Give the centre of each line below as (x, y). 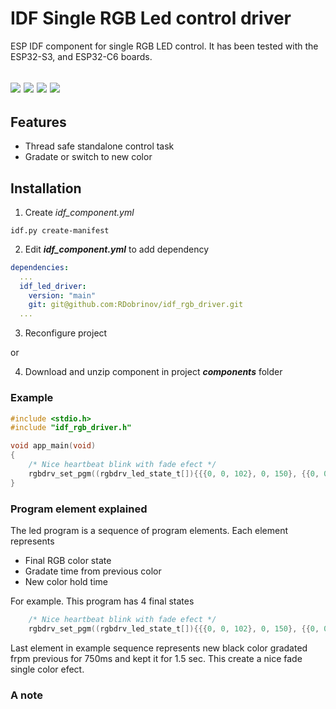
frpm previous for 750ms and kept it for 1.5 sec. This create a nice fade (156, 658)
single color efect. (47, 669)
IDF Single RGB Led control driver (151, 18)
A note (26, 695)
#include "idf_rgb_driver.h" (71, 428)
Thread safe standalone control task (99, 146)
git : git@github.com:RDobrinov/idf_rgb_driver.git (136, 305)
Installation (46, 188)
